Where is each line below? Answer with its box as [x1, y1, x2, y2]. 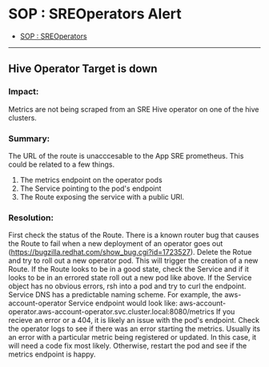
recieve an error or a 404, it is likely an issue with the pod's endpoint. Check [8, 316, 260, 325]
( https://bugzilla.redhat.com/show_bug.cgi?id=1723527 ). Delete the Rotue [8, 248, 252, 257]
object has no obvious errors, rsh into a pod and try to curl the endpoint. [8, 281, 247, 291]
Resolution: [8, 212, 54, 223]
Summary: [8, 133, 50, 144]
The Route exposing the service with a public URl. [19, 192, 185, 201]
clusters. [8, 113, 38, 123]
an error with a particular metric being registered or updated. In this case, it [8, 333, 257, 342]
